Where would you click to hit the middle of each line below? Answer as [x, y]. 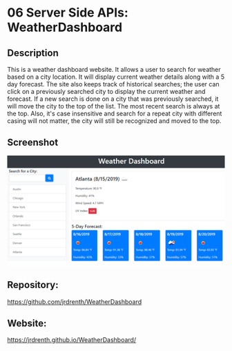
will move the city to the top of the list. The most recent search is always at [114, 106]
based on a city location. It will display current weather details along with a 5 [116, 77]
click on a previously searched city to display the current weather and [106, 92]
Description [33, 53]
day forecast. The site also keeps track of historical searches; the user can [113, 84]
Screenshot [33, 143]
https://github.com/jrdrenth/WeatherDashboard [75, 301]
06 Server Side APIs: [68, 13]
